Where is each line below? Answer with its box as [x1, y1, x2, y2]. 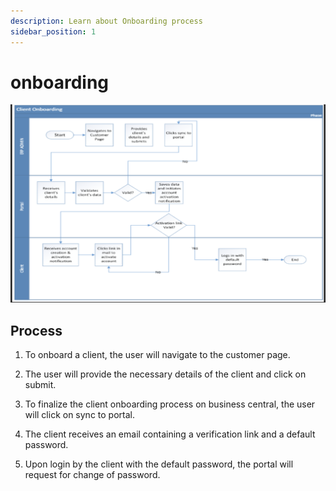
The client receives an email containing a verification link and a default [24, 428, 316, 440]
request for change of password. [24, 469, 161, 481]
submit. [24, 379, 57, 391]
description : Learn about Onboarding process [10, 16, 203, 26]
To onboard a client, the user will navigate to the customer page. [24, 349, 291, 361]
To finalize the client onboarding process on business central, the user [24, 398, 316, 410]
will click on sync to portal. [24, 409, 135, 421]
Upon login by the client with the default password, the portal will [24, 458, 294, 470]
